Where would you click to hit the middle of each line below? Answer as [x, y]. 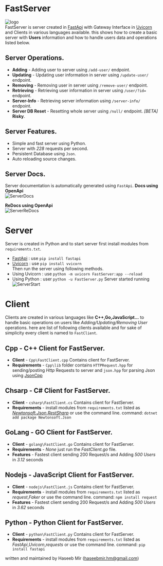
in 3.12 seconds [27, 459]
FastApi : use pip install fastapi [46, 258]
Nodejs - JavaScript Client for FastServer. [70, 475]
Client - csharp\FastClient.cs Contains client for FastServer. [73, 402]
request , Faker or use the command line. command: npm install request [84, 497]
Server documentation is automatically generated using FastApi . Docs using [81, 186]
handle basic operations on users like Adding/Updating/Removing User [76, 323]
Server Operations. [35, 58]
